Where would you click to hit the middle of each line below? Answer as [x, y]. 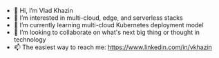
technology [30, 40]
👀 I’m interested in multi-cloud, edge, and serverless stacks [98, 18]
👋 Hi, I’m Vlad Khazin [44, 11]
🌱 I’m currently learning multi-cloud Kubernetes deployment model [108, 25]
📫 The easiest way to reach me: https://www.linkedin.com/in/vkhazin [113, 47]
